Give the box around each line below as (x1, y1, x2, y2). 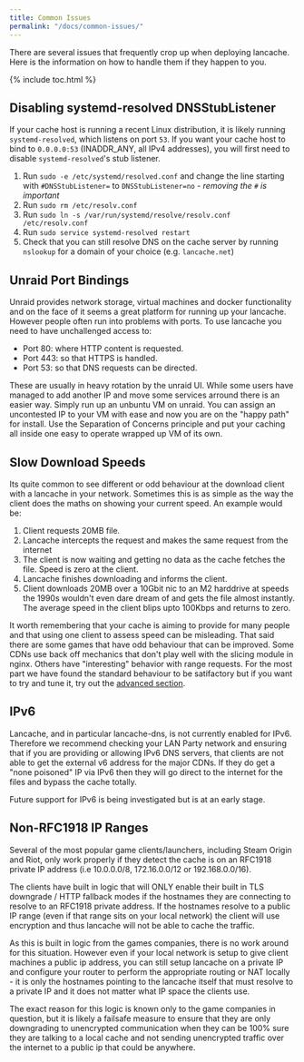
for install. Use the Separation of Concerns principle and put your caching (9, 418, 286, 429)
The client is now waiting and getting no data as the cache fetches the (22, 554, 286, 565)
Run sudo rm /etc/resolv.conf (22, 200, 138, 211)
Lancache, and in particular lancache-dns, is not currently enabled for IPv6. (9, 728, 292, 739)
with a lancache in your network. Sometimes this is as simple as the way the (9, 487, 294, 499)
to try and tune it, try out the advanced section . (9, 677, 186, 688)
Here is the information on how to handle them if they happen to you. (9, 56, 268, 67)
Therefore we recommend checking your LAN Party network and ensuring (9, 737, 288, 749)
